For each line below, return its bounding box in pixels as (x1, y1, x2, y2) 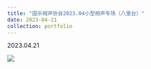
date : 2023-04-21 (7, 16, 57, 23)
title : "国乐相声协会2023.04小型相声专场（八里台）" (7, 10, 145, 17)
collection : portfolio (7, 23, 73, 29)
